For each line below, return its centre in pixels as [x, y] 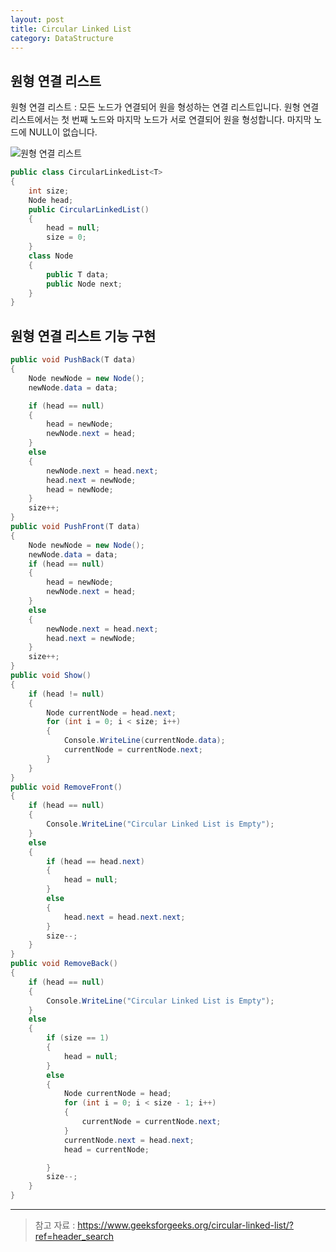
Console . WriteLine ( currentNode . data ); [144, 741]
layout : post [37, 19]
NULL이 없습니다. [63, 132]
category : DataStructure [62, 38]
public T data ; [78, 274]
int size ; [49, 191]
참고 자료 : [55, 1225]
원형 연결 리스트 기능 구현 [83, 336]
